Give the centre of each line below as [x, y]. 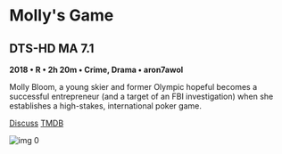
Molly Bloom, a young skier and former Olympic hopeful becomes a [133, 87]
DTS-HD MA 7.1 [52, 49]
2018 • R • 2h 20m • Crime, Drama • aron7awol [96, 69]
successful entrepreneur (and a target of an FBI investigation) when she [141, 96]
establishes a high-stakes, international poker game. [106, 106]
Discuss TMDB [37, 123]
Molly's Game [62, 16]
